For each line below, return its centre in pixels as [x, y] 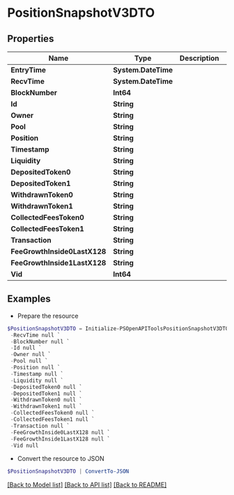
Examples [29, 299]
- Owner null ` [31, 355]
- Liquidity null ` [37, 381]
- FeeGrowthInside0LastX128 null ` [60, 432]
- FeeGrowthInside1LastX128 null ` [60, 439]
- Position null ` [35, 368]
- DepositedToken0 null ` [46, 387]
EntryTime [29, 70]
